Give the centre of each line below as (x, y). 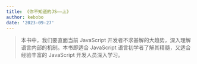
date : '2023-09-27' (30, 23)
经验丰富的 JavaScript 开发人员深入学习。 (72, 55)
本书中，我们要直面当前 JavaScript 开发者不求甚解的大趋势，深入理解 (106, 40)
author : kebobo (25, 17)
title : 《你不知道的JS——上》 (39, 12)
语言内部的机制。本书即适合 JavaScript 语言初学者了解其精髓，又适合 (106, 47)
